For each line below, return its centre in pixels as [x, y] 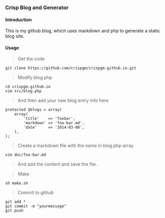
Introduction [18, 20]
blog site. [15, 36]
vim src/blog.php [23, 91]
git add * [16, 202]
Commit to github [36, 193]
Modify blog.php [35, 78]
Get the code [31, 59]
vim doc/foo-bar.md [26, 155]
